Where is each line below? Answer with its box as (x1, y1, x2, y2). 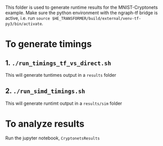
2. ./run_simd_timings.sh (5, 86, 86, 96)
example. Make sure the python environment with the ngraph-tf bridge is (5, 10, 158, 16)
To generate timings (5, 38, 92, 50)
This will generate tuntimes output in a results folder (5, 72, 116, 78)
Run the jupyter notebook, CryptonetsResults (5, 135, 100, 141)
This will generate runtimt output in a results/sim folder (5, 100, 122, 106)
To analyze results (5, 118, 85, 129)
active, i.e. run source (5, 15, 50, 21)
